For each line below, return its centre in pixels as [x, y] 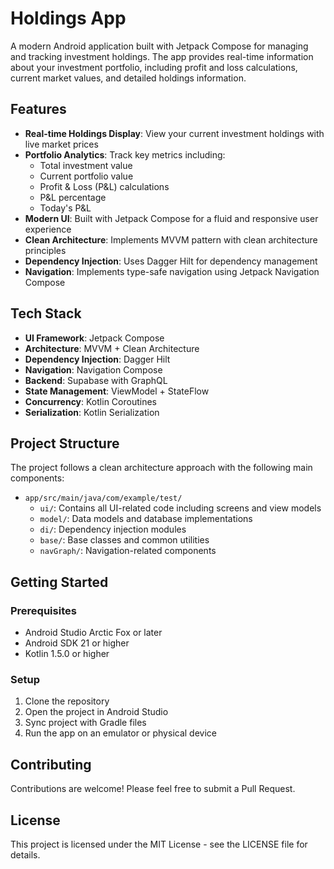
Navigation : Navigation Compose [93, 369]
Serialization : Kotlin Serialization [92, 412]
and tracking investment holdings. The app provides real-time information [162, 56]
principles [45, 250]
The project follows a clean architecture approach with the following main [161, 468]
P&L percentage [73, 197]
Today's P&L [65, 208]
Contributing [51, 764]
